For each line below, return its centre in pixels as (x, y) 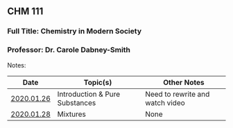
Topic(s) (98, 82)
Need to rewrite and (178, 94)
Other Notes (183, 82)
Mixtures (72, 114)
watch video (165, 102)
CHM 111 (25, 11)
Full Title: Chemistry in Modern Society (75, 31)
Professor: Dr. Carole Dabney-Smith (69, 50)
